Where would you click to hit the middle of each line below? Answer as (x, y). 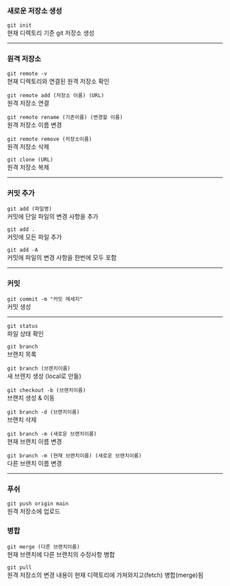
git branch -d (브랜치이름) (43, 412)
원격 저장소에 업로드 (34, 511)
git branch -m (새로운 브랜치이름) (52, 434)
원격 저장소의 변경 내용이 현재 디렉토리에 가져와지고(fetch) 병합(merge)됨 (105, 575)
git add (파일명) (30, 209)
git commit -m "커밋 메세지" (45, 299)
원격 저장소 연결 (28, 103)
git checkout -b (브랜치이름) (47, 391)
